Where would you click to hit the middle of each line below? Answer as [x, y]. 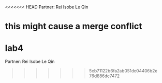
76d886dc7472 [104, 76]
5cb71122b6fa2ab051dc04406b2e [123, 71]
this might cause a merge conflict [74, 26]
